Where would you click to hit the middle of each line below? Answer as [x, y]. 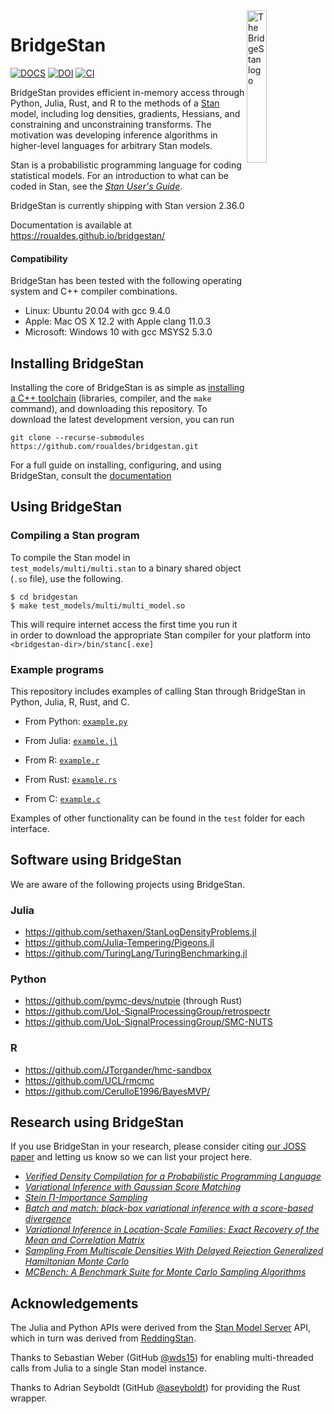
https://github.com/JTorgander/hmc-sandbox [118, 1070]
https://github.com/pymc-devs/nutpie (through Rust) [133, 1001]
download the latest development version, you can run [122, 419]
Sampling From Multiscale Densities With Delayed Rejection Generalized [174, 1251]
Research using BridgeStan [97, 1122]
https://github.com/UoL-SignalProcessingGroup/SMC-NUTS [148, 1022]
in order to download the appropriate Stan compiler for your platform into [161, 635]
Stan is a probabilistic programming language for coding [126, 165]
